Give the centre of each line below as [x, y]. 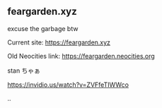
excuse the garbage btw [43, 28]
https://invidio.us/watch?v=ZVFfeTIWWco [68, 85]
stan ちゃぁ [24, 71]
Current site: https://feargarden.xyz [59, 42]
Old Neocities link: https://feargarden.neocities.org [81, 56]
